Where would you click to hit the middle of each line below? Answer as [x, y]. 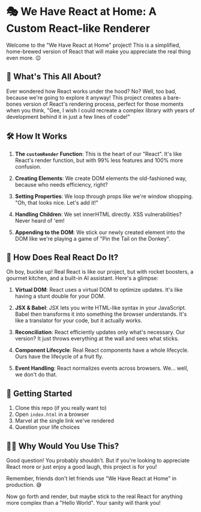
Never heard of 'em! [40, 220]
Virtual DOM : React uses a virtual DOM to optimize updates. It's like [99, 290]
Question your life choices [47, 427]
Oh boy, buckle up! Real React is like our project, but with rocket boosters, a [100, 272]
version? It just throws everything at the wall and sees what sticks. [97, 339]
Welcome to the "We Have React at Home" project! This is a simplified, [94, 45]
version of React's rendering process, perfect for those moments [103, 104]
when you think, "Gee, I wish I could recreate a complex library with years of [100, 110]
